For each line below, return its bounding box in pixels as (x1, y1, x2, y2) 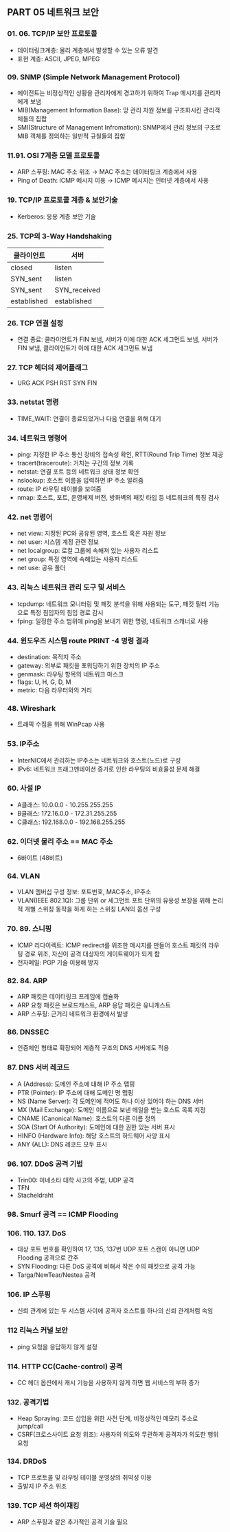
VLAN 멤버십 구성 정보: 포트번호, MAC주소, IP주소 (16, 888, 152, 896)
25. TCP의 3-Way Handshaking (7, 231, 112, 241)
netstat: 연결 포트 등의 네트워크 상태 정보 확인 (16, 467, 139, 476)
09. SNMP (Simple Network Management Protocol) (7, 72, 181, 81)
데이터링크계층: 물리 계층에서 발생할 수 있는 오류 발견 (16, 46, 159, 54)
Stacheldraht (16, 1191, 54, 1199)
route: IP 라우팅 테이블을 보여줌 (16, 485, 102, 493)
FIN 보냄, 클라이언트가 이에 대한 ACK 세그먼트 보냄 (16, 344, 153, 352)
